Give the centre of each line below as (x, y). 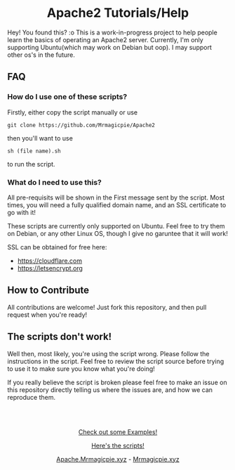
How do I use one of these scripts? (67, 97)
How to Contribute (48, 291)
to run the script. (31, 164)
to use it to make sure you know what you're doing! (81, 368)
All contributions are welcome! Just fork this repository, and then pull (107, 307)
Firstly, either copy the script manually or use (73, 112)
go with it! (22, 212)
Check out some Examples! (118, 432)
